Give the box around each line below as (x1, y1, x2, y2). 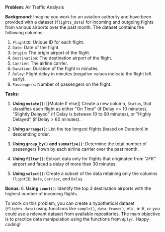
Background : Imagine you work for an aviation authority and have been (5, 14, 152, 19)
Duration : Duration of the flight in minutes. (12, 65, 99, 71)
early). (12, 76, 26, 82)
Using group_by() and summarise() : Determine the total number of (12, 141, 147, 147)
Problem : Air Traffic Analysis (5, 4, 64, 10)
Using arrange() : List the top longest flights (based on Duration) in (12, 126, 149, 132)
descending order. (12, 131, 50, 137)
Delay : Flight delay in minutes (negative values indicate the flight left (12, 71, 152, 76)
